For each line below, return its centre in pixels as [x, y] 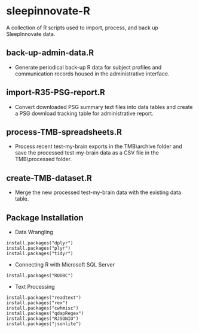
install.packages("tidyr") [40, 253]
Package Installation [45, 218]
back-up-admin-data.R [50, 53]
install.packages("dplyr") [40, 243]
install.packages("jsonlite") [44, 324]
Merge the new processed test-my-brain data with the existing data [98, 192]
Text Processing [35, 287]
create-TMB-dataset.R [49, 178]
